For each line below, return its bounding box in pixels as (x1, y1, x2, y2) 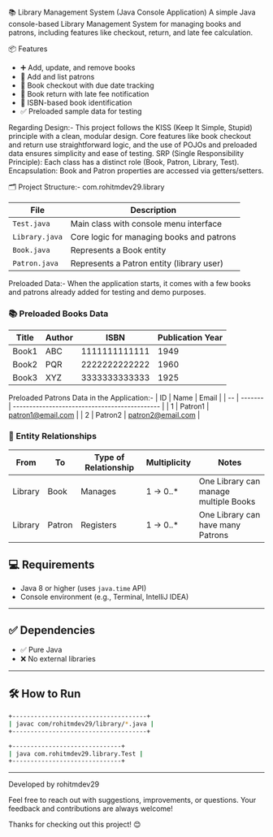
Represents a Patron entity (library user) (70, 258, 223, 269)
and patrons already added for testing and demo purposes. (8, 288, 206, 297)
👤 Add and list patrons (19, 72, 95, 81)
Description (129, 205, 177, 215)
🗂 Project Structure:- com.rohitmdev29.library (8, 182, 165, 192)
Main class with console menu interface (70, 219, 222, 229)
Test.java (12, 219, 50, 228)
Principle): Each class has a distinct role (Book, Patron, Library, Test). (8, 158, 240, 167)
